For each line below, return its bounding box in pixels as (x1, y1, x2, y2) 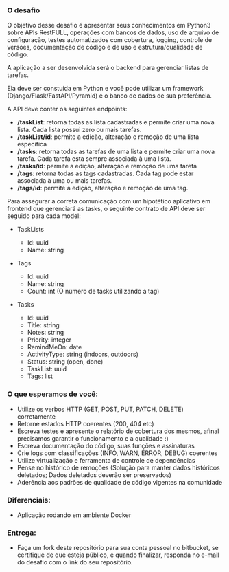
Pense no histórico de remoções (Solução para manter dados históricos (16, 463, 221, 472)
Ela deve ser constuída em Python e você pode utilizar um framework (7, 85, 204, 93)
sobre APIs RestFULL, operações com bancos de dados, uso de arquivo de (7, 28, 219, 36)
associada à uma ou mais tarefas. (16, 177, 112, 185)
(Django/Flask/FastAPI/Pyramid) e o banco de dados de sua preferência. (7, 91, 213, 100)
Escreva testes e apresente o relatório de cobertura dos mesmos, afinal (16, 427, 219, 435)
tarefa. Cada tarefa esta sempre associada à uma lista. (16, 155, 171, 163)
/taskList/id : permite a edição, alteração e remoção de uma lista (16, 133, 200, 141)
